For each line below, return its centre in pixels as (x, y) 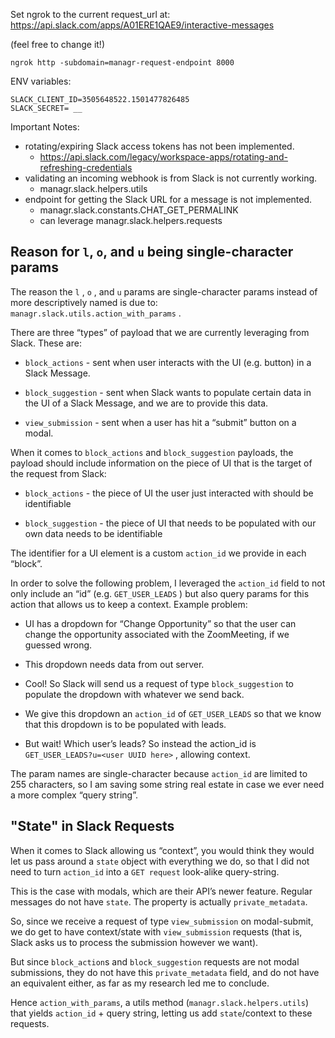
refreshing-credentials (86, 167)
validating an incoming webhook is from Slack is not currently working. (171, 178)
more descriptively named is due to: (84, 302)
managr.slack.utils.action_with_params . (96, 313)
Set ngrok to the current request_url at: (90, 14)
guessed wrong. (58, 645)
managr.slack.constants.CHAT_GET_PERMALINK (139, 210)
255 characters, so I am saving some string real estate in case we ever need (167, 784)
